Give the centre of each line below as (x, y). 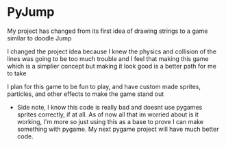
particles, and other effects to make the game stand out (86, 94)
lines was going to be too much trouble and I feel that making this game (108, 58)
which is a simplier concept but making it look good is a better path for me (112, 66)
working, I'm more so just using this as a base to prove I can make (110, 121)
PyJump (31, 12)
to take (17, 73)
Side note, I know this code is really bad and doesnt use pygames (110, 107)
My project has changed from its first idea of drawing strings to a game (108, 31)
